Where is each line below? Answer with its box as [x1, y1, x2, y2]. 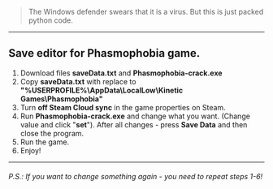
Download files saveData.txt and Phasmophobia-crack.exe [19, 68, 223, 78]
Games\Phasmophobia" [19, 93, 103, 104]
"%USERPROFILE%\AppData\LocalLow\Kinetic [19, 85, 184, 95]
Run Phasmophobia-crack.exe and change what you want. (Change [19, 111, 250, 121]
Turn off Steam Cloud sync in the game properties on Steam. [19, 102, 226, 112]
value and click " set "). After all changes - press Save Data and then [19, 119, 248, 129]
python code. [28, 15, 73, 25]
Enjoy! [19, 145, 41, 155]
